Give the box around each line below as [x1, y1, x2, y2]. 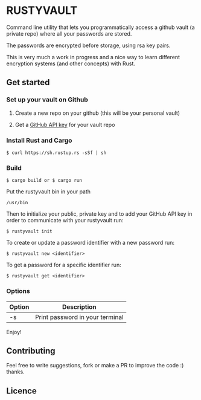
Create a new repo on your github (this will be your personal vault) [14, 109, 180, 117]
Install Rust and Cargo [6, 136, 72, 144]
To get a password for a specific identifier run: [6, 261, 122, 269]
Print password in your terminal [35, 312, 124, 321]
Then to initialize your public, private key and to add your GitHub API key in [6, 210, 193, 218]
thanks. [6, 368, 25, 375]
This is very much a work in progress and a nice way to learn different [6, 53, 180, 60]
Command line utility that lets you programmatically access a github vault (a [6, 24, 195, 31]
